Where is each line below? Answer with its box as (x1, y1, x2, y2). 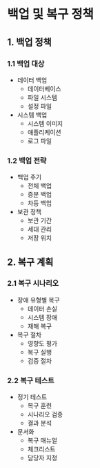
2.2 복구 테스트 (7, 376, 55, 385)
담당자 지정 (27, 453, 57, 462)
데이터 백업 (17, 76, 48, 84)
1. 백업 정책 (7, 36, 52, 48)
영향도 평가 (27, 339, 57, 348)
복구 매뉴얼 (27, 436, 57, 445)
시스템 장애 (27, 313, 57, 321)
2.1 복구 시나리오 (7, 279, 59, 289)
